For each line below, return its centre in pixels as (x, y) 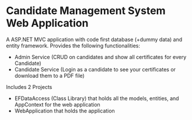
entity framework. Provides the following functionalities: (73, 46)
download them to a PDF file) (49, 76)
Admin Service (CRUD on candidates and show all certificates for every (100, 57)
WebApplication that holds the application (64, 111)
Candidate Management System (86, 11)
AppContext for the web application (57, 104)
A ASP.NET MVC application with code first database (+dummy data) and (94, 39)
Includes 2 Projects (29, 87)
